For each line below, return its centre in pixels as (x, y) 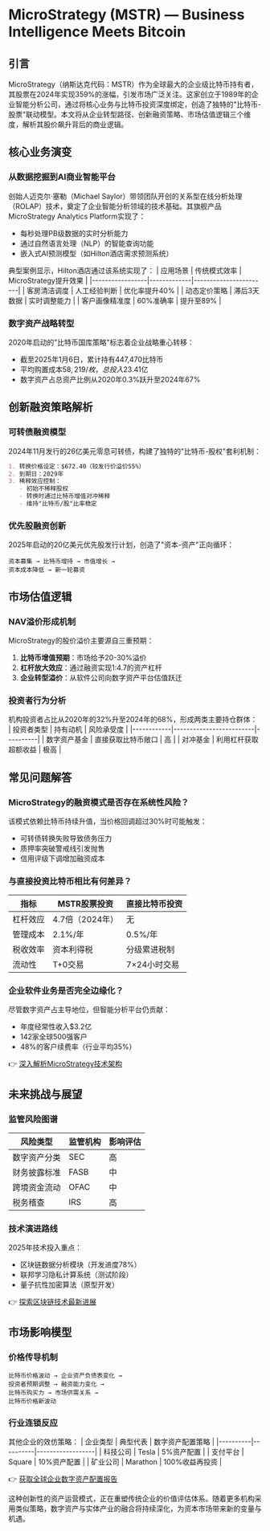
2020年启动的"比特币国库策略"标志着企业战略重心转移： (101, 342)
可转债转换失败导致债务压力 (66, 838)
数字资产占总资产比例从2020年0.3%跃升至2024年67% (110, 379)
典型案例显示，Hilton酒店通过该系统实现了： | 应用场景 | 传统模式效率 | (125, 270)
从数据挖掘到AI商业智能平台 (62, 177)
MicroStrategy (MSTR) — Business (127, 15)
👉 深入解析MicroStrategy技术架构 (65, 1064)
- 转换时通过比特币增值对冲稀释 (65, 496)
